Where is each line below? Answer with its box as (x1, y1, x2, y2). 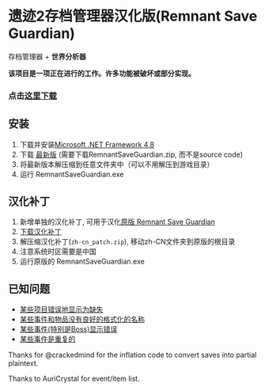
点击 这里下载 (8, 90, 58, 101)
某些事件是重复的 (19, 334, 76, 344)
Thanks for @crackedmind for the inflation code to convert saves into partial (8, 350, 257, 360)
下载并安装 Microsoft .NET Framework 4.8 (19, 139, 155, 149)
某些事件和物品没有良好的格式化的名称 (19, 314, 145, 325)
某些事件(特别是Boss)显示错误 (19, 325, 118, 334)
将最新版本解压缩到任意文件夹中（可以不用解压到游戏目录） (19, 159, 214, 169)
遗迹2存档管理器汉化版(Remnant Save (8, 7, 258, 25)
